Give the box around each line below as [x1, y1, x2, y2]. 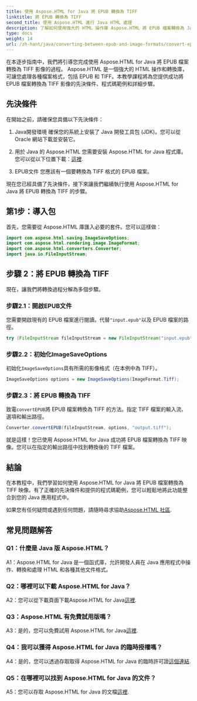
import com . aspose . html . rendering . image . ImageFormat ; [6, 240, 141, 247]
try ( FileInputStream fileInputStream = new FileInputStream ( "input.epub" [6, 335, 193, 341]
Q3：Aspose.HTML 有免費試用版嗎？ [6, 613, 112, 621]
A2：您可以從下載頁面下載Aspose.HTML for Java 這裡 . [6, 596, 137, 604]
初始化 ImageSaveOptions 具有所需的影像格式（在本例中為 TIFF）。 [6, 365, 161, 372]
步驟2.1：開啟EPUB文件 [6, 302, 72, 310]
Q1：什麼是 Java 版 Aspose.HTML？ [6, 544, 110, 552]
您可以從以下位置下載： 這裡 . [14, 155, 83, 162]
